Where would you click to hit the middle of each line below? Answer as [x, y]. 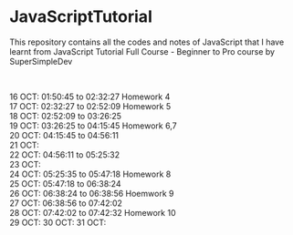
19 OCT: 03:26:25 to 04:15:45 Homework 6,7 [93, 126]
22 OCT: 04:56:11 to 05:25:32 [65, 154]
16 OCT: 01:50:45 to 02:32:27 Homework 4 [90, 97]
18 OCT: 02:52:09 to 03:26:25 [65, 116]
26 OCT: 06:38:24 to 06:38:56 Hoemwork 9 [92, 193]
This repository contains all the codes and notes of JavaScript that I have [147, 42]
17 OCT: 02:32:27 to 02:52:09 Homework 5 [90, 106]
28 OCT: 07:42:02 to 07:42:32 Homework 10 [93, 212]
